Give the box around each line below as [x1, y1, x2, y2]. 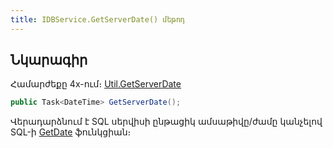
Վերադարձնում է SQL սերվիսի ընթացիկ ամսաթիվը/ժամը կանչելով [10, 116, 323, 128]
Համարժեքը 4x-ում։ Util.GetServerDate [10, 78, 182, 90]
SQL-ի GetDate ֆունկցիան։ [10, 126, 132, 138]
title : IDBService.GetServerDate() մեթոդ [10, 14, 186, 25]
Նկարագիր [10, 52, 88, 69]
